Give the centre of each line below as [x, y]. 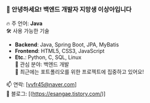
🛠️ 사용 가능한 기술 [28, 31]
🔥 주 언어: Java [24, 24]
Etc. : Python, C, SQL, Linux [48, 57]
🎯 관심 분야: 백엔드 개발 [42, 64]
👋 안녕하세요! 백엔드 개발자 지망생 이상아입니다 [69, 9]
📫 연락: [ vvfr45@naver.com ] [42, 85]
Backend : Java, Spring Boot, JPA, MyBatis [67, 45]
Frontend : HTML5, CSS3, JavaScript [60, 51]
